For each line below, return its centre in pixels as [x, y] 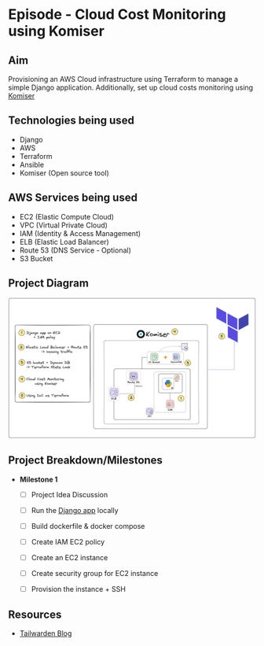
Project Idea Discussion [70, 494]
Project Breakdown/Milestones [86, 461]
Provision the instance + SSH [78, 589]
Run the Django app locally [75, 510]
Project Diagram [48, 284]
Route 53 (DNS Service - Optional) [75, 250]
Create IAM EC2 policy [68, 541]
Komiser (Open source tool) [64, 173]
